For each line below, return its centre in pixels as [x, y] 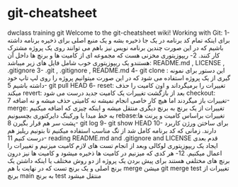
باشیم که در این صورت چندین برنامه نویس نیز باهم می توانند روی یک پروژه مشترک [115, 47]
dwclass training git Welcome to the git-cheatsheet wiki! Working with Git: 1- [119, 33]
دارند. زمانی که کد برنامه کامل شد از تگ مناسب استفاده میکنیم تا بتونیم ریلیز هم [112, 130]
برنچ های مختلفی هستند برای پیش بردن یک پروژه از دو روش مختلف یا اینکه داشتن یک [119, 160]
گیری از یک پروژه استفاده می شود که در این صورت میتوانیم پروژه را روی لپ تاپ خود [119, 78]
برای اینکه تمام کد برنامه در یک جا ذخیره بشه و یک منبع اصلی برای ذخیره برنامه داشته [119, 40]
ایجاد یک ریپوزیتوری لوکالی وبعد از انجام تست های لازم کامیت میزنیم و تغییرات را [113, 145]
